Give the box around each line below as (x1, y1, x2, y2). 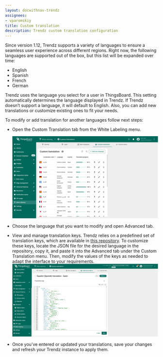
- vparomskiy (5, 18, 32, 23)
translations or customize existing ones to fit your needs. (5, 107, 119, 114)
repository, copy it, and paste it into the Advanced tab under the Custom (12, 248, 157, 254)
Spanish (12, 72, 29, 78)
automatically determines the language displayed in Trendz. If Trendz (5, 97, 144, 103)
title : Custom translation (5, 23, 60, 28)
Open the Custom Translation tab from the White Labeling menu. (12, 126, 142, 132)
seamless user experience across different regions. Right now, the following (5, 48, 157, 54)
